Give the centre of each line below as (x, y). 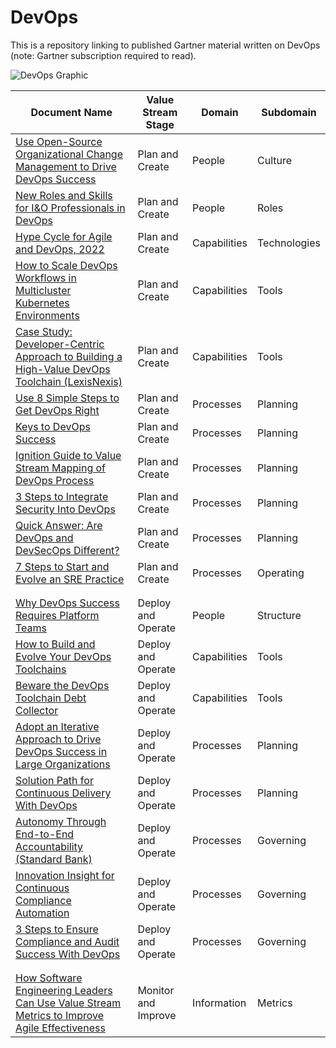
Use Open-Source (59, 141)
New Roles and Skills (64, 195)
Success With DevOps (68, 954)
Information (219, 1003)
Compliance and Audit (67, 941)
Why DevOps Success (67, 603)
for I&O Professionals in (70, 208)
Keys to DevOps (53, 426)
